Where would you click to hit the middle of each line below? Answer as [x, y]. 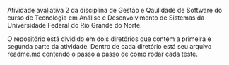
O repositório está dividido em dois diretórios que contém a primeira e [109, 39]
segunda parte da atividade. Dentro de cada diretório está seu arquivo [110, 46]
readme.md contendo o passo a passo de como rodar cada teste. [102, 54]
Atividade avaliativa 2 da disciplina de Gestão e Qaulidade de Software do [115, 10]
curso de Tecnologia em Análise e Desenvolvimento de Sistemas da [106, 18]
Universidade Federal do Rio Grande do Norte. [75, 25]
